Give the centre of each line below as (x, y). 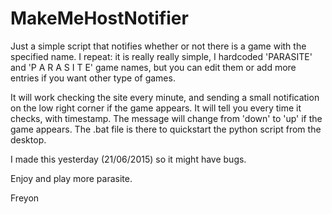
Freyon (25, 198)
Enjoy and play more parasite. (71, 178)
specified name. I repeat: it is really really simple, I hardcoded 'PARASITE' (161, 56)
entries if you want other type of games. (93, 78)
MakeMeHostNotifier (99, 18)
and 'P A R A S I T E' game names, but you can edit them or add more (153, 67)
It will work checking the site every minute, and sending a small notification (165, 97)
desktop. (28, 139)
